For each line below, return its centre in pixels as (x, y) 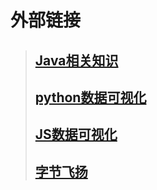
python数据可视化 (90, 97)
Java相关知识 (76, 60)
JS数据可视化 (76, 134)
